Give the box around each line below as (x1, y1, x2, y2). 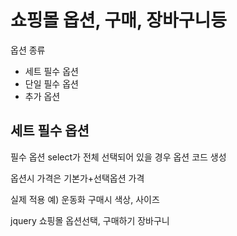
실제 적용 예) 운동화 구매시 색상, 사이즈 (10, 193, 160, 205)
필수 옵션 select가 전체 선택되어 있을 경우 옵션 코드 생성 (10, 151, 227, 163)
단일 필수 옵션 (24, 77, 79, 90)
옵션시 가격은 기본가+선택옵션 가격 (10, 172, 145, 184)
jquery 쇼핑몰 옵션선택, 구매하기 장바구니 (10, 214, 170, 226)
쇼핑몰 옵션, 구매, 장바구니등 (10, 9, 227, 32)
